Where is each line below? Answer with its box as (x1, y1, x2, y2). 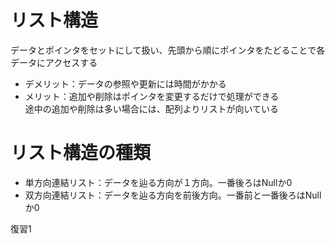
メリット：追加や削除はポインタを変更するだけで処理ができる (24, 90, 280, 102)
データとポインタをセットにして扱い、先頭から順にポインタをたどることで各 (10, 44, 326, 56)
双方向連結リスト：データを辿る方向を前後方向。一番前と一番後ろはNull (24, 189, 322, 201)
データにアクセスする (10, 56, 98, 68)
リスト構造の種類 (10, 142, 152, 165)
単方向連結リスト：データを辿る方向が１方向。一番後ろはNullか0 (24, 176, 293, 188)
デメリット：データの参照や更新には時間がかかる (24, 77, 227, 90)
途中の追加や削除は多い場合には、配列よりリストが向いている (24, 102, 280, 115)
